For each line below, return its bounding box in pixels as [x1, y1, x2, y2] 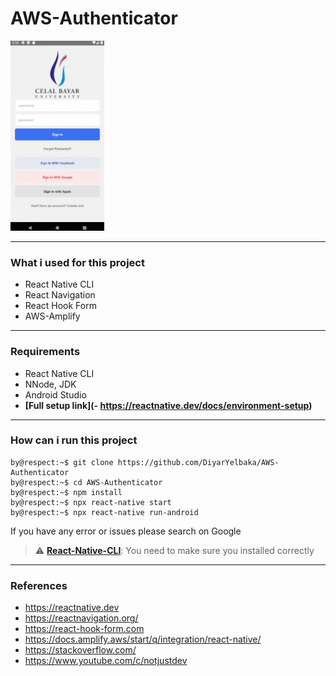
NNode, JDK [24, 378, 77, 390]
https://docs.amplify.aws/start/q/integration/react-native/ [24, 633, 262, 646]
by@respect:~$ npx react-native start [10, 497, 172, 507]
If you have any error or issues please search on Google [10, 525, 242, 537]
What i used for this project [10, 255, 145, 269]
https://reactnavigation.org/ [24, 612, 139, 624]
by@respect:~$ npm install [10, 487, 123, 497]
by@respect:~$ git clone [10, 457, 114, 467]
